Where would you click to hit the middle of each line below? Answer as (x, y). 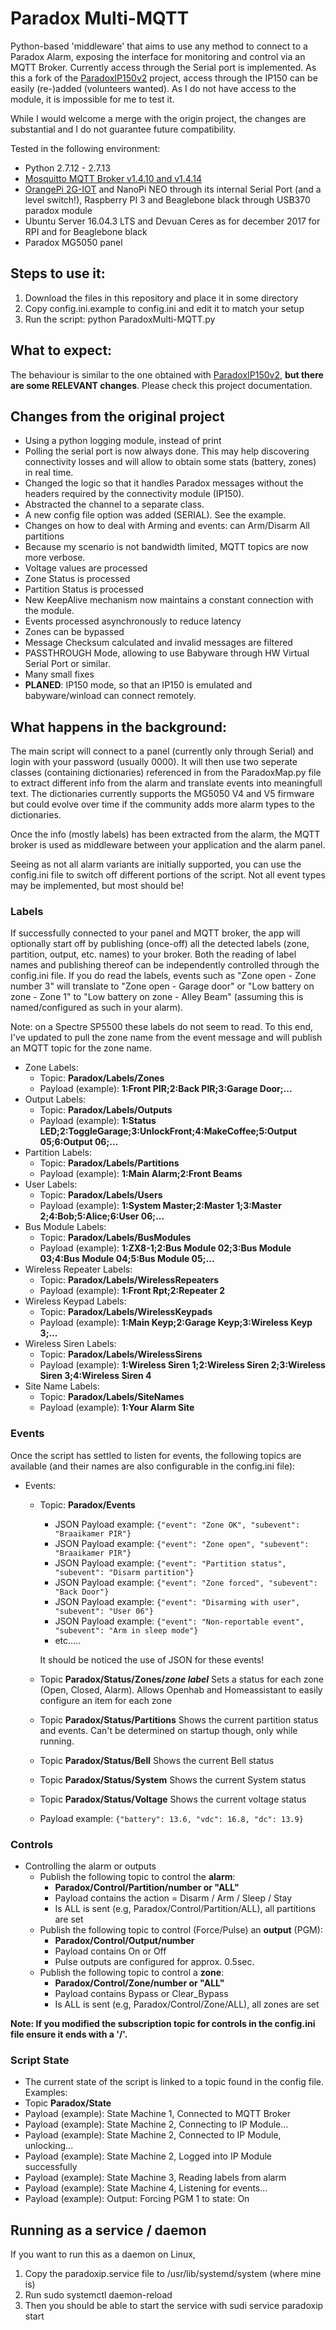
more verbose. (55, 558)
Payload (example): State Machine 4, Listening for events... (146, 2188)
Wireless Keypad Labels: (75, 1301)
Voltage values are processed (86, 568)
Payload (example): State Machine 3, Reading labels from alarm (155, 2178)
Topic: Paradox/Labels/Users (101, 1195)
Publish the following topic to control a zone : (132, 1973)
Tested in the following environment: (85, 148)
